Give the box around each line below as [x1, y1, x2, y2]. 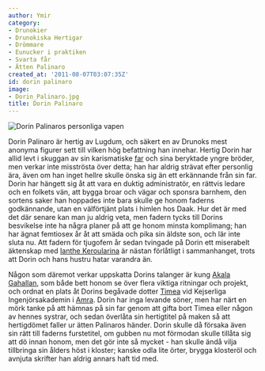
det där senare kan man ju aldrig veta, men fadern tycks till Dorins [8, 213, 223, 222]
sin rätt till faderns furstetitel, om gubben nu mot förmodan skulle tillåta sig [8, 329, 252, 339]
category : [8, 19, 41, 27]
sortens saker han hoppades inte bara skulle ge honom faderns [8, 195, 215, 206]
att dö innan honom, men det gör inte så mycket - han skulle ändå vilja [8, 337, 237, 346]
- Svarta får [8, 56, 51, 64]
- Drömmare [8, 41, 44, 49]
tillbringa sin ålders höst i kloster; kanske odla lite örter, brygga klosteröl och [8, 346, 257, 355]
